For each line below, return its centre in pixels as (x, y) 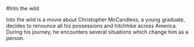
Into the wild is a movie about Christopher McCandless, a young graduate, (96, 19)
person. (16, 38)
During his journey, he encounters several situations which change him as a (97, 32)
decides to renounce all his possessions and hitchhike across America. (92, 26)
